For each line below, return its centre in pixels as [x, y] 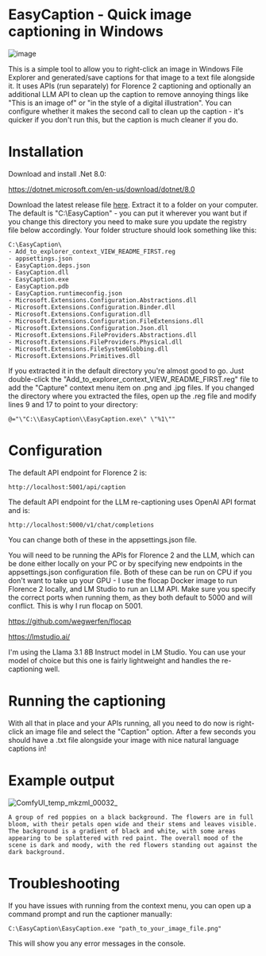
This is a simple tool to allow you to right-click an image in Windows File [126, 68]
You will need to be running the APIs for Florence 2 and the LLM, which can [132, 555]
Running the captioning [87, 701]
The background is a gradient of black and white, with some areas [122, 831]
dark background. [37, 852]
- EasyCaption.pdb [39, 286]
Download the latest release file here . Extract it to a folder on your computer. [133, 204]
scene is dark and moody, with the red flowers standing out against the [133, 845]
